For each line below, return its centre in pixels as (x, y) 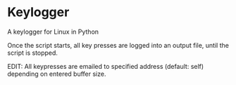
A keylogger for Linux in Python (53, 32)
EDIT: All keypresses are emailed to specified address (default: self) (106, 66)
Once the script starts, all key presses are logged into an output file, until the (118, 45)
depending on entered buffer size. (57, 74)
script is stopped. (33, 53)
